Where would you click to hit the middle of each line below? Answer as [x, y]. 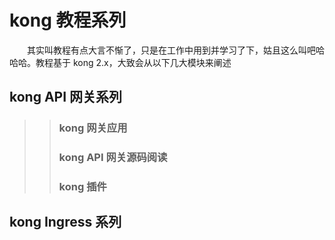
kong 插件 [82, 187]
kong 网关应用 [93, 128]
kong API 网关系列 [66, 97]
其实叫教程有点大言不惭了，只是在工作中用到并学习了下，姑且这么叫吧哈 [176, 50]
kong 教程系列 [68, 20]
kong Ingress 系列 [65, 222]
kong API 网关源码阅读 [113, 158]
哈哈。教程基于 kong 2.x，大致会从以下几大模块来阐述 [120, 62]
